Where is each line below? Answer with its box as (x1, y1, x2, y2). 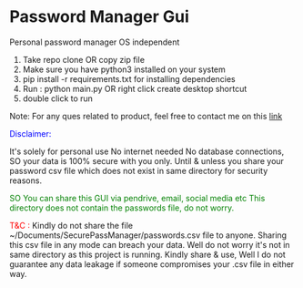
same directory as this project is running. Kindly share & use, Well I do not (9, 249, 287, 260)
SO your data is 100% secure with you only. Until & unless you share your (9, 155, 285, 166)
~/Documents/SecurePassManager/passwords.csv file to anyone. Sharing (9, 230, 288, 241)
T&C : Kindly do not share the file (9, 220, 134, 231)
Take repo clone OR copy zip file (22, 54, 146, 65)
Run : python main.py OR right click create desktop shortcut (22, 83, 247, 94)
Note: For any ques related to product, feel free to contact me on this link (9, 110, 283, 121)
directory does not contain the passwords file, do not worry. (9, 202, 235, 213)
